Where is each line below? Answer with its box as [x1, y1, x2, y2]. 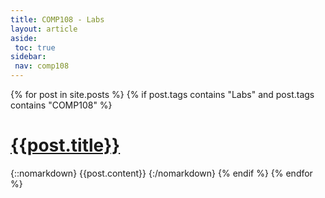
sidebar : [10, 52, 47, 62]
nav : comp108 [14, 61, 70, 71]
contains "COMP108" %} [10, 99, 113, 111]
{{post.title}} [10, 134, 121, 157]
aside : [10, 33, 38, 43]
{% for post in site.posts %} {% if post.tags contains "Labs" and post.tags [10, 89, 315, 100]
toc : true [14, 42, 56, 53]
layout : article [10, 24, 78, 34]
